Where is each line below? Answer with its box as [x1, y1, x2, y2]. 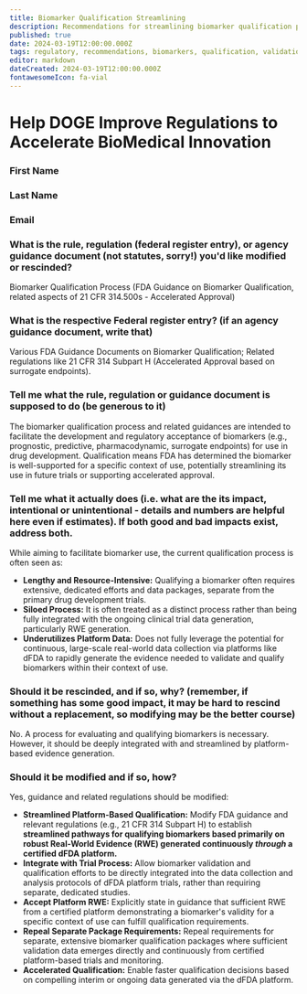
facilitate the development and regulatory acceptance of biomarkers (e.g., [9, 431, 288, 442]
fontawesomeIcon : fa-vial [9, 73, 108, 82]
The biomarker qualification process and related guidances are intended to [9, 421, 291, 432]
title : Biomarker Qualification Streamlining [9, 13, 185, 23]
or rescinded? [9, 261, 73, 273]
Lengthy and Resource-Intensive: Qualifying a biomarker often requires [22, 574, 295, 585]
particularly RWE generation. [22, 623, 132, 634]
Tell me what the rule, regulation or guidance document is [9, 389, 271, 401]
